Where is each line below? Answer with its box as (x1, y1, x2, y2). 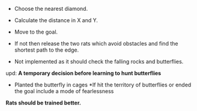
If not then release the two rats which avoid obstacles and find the (14, 40, 178, 47)
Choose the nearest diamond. (14, 5, 88, 12)
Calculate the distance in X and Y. (14, 17, 98, 23)
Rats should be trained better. (5, 99, 82, 106)
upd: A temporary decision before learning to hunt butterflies (5, 70, 162, 77)
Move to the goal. (14, 28, 58, 35)
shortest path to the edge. (14, 46, 79, 53)
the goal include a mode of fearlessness (14, 88, 114, 95)
